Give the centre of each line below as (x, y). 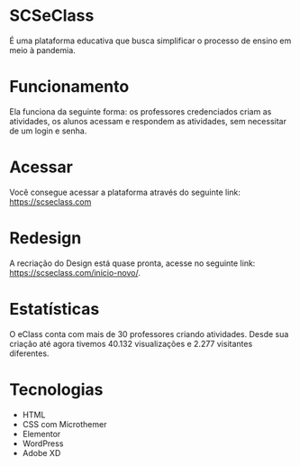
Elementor (41, 434)
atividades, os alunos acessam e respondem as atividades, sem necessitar (148, 121)
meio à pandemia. (43, 50)
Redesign (45, 238)
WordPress (43, 443)
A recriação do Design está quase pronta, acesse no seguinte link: (132, 263)
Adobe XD (41, 452)
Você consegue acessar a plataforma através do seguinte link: (125, 192)
